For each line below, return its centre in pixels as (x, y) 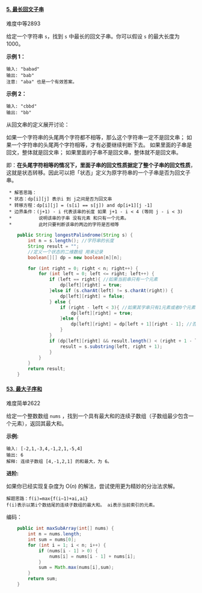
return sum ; (43, 579)
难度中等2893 (23, 23)
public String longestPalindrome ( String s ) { (75, 235)
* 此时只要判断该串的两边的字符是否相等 (64, 225)
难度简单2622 (23, 403)
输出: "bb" (19, 113)
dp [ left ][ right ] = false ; (92, 296)
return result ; (47, 369)
